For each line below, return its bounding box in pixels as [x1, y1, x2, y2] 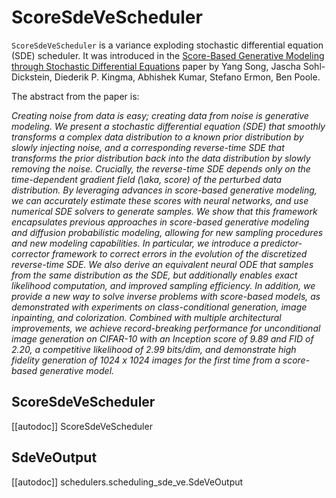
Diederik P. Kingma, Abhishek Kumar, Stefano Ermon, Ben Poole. [54, 71, 321, 83]
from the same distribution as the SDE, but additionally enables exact [11, 269, 298, 281]
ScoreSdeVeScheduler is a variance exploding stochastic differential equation [11, 39, 324, 51]
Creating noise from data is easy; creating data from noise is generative [11, 109, 309, 121]
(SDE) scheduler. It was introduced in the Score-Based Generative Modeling [11, 49, 325, 61]
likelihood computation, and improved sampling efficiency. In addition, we [11, 279, 316, 291]
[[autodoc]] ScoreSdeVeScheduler [11, 420, 153, 432]
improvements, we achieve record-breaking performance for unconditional [11, 322, 321, 334]
